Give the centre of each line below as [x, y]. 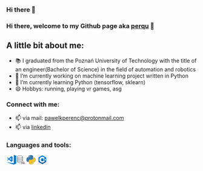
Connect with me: [33, 104]
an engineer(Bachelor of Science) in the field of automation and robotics [105, 69]
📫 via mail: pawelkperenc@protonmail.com [69, 118]
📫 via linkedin [33, 127]
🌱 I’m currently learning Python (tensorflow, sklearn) [80, 82]
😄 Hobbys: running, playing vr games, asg [68, 89]
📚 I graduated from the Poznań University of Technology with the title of [106, 61]
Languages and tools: [39, 145]
